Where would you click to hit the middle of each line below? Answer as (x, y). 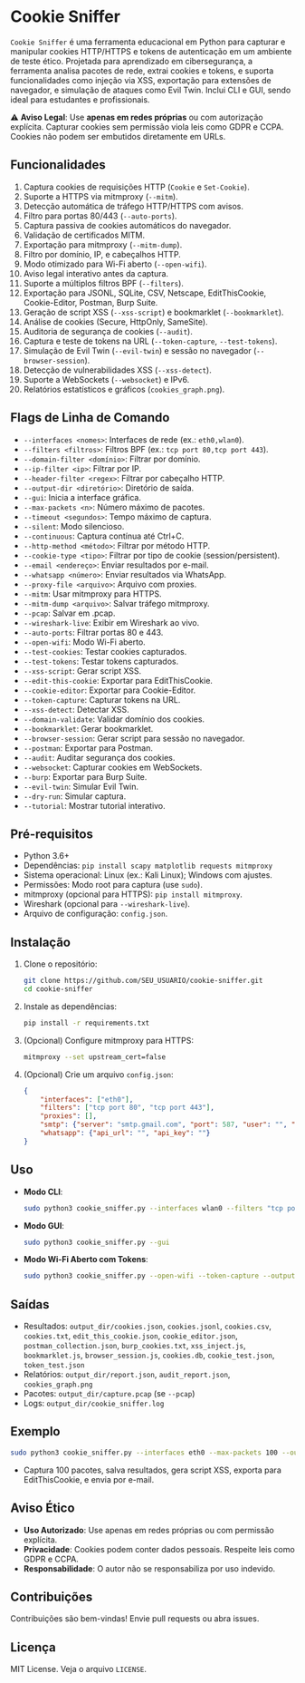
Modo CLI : (43, 1192)
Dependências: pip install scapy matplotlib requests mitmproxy (148, 866)
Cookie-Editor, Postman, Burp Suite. (91, 302)
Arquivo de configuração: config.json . (95, 914)
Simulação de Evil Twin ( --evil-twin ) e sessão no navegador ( (140, 350)
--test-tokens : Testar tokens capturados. (101, 661)
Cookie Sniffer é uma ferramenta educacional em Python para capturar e (148, 42)
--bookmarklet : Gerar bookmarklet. (88, 728)
